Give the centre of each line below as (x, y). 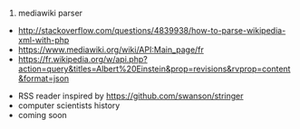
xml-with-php (44, 40)
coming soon (43, 115)
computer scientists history (69, 106)
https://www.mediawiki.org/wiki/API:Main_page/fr (111, 50)
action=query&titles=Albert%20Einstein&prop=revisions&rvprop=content (154, 69)
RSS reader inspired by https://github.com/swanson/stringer (131, 96)
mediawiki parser (50, 13)
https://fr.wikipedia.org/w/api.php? (82, 59)
